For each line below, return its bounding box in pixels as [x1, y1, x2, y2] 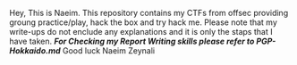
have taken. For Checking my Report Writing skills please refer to [9, 36, 255, 46]
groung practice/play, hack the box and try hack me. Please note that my [9, 17, 277, 28]
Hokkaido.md [9, 45, 61, 56]
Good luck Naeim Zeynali [62, 45, 155, 56]
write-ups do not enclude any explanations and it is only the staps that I [9, 27, 273, 37]
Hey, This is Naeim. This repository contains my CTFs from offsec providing [9, 8, 289, 18]
